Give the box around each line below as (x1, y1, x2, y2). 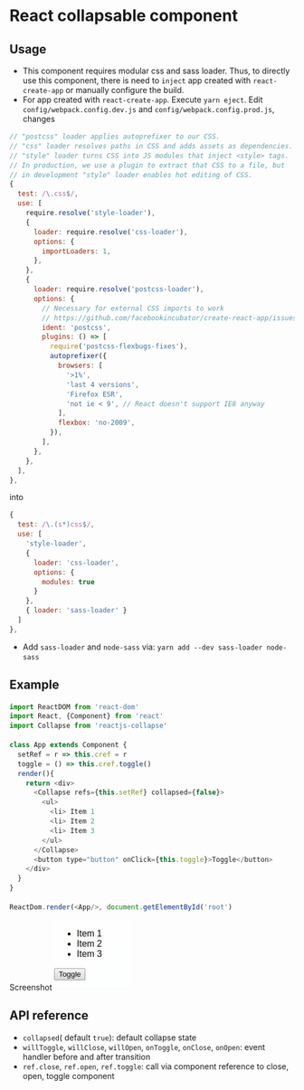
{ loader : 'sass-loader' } (25, 606, 128, 615)
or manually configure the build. (65, 85, 185, 95)
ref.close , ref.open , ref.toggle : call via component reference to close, (22, 1060, 290, 1072)
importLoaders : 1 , (42, 246, 111, 256)
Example (9, 678, 60, 693)
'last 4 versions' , (66, 380, 140, 389)
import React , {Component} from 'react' (9, 712, 165, 721)
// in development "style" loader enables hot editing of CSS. (9, 170, 253, 179)
